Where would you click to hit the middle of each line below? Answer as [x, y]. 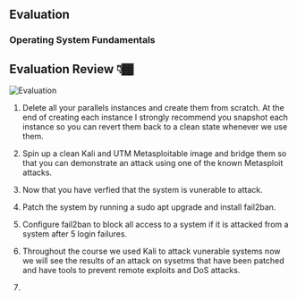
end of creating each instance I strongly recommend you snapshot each [155, 117]
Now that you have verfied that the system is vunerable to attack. [143, 190]
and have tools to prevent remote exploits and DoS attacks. [131, 271]
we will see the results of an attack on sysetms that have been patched [153, 261]
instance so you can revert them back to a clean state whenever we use [155, 127]
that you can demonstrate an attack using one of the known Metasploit [153, 163]
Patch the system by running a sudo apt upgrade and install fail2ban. [149, 207]
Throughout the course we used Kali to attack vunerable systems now [151, 251]
